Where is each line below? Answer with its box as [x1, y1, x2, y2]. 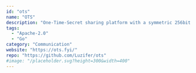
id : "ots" [6, 8, 31, 15]
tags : [6, 25, 19, 31]
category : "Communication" [6, 42, 72, 48]
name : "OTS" [6, 14, 35, 20]
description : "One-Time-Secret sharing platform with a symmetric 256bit [6, 19, 191, 25]
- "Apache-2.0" [11, 31, 49, 36]
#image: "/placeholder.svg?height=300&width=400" [6, 58, 131, 64]
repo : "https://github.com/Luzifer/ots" [6, 52, 107, 58]
